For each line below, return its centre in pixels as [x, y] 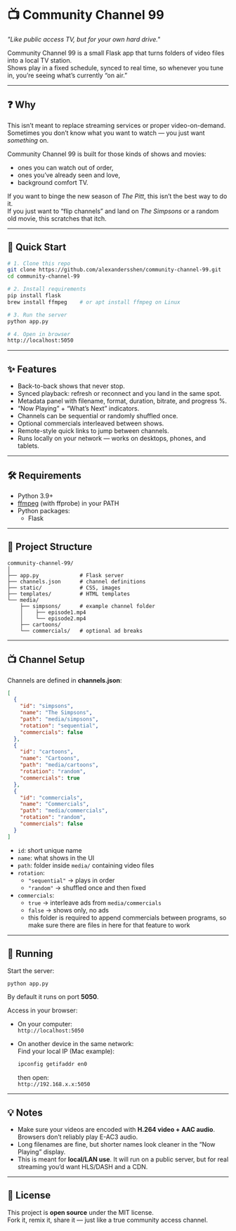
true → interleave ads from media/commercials [94, 903]
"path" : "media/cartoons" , [59, 765]
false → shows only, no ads [68, 910]
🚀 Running [30, 954]
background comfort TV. [53, 182]
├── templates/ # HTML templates [69, 594]
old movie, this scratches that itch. [57, 218]
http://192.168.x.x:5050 [54, 1085]
